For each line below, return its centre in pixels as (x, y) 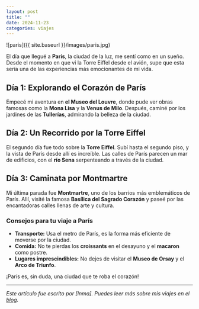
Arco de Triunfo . (35, 265)
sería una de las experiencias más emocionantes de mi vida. (80, 69)
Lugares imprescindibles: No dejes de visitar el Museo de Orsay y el (99, 259)
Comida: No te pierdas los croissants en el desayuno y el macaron (97, 246)
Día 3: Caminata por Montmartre (67, 178)
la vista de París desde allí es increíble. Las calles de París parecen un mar (97, 153)
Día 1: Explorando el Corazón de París (76, 87)
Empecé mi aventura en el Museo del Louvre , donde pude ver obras (89, 102)
